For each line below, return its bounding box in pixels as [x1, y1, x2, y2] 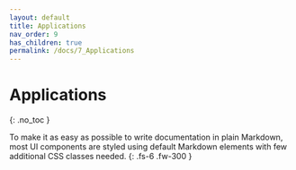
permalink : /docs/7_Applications [9, 47, 135, 55]
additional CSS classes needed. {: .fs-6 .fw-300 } [9, 151, 193, 162]
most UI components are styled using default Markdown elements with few [9, 141, 288, 152]
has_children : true [9, 38, 83, 47]
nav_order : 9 [9, 30, 58, 38]
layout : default [9, 13, 70, 22]
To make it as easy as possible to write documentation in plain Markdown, [9, 132, 283, 143]
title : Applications [9, 21, 87, 30]
